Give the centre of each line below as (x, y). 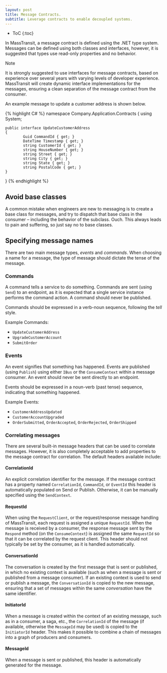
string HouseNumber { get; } (53, 150)
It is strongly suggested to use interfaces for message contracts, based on (82, 73)
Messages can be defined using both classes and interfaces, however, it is (82, 48)
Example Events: (22, 402)
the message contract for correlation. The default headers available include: (83, 456)
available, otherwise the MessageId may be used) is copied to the (71, 626)
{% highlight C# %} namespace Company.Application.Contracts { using (79, 113)
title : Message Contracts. (33, 14)
